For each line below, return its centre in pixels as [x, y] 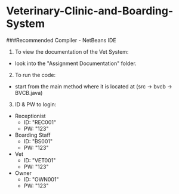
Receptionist [30, 116]
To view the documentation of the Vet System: [72, 51]
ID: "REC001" [40, 122]
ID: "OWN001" [41, 179]
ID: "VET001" [40, 160]
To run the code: [35, 75]
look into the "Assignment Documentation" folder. [76, 63]
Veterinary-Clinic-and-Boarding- [90, 11]
